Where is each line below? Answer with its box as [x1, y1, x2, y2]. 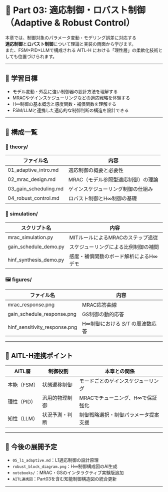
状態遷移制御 [42, 381, 72, 388]
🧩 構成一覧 [5, 128, 37, 137]
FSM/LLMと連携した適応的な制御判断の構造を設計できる [12, 107, 129, 113]
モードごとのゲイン [79, 377, 124, 384]
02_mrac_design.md [7, 176, 56, 183]
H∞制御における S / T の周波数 [81, 320, 151, 327]
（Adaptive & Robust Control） [5, 17, 135, 29]
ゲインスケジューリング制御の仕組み [68, 186, 153, 193]
